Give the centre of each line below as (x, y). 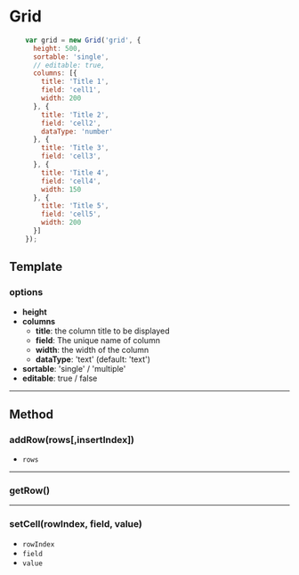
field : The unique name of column (97, 340)
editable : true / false (60, 378)
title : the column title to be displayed (103, 331)
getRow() (30, 490)
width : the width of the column (92, 349)
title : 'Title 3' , (75, 148)
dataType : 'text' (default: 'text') (93, 359)
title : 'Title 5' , (75, 206)
